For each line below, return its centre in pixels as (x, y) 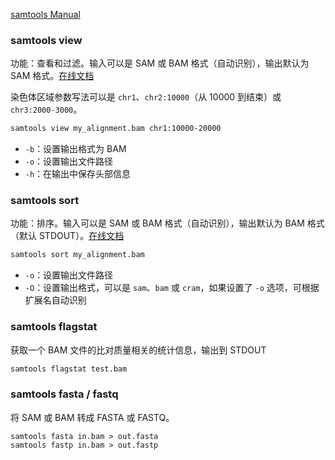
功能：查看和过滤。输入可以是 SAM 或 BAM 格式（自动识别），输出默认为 (160, 63)
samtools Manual (45, 14)
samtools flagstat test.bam (69, 369)
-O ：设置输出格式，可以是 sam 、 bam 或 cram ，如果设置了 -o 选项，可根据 (172, 288)
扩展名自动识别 (55, 300)
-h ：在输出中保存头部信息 (78, 174)
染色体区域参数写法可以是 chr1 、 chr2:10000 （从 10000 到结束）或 (146, 97)
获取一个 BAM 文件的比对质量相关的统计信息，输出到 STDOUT (138, 350)
